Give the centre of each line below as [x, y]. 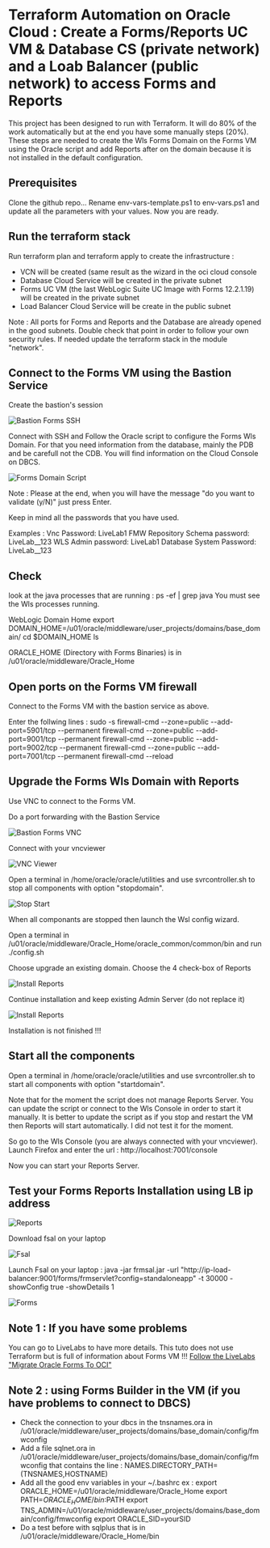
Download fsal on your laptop [57, 1238]
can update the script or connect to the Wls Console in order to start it [125, 1108]
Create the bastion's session [56, 405]
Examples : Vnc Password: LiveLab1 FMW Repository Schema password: [129, 533]
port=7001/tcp [32, 756]
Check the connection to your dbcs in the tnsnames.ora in [116, 1423]
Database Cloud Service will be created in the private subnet [121, 280]
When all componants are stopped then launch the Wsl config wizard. [124, 919]
